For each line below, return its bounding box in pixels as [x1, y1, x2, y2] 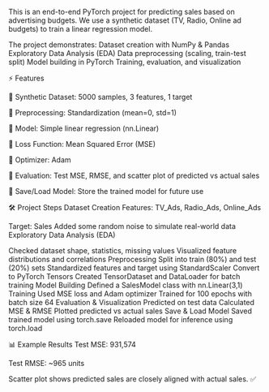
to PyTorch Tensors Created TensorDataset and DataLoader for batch [8, 272, 241, 281]
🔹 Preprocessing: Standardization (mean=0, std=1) [8, 108, 177, 117]
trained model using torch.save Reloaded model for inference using [8, 315, 233, 324]
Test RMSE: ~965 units [8, 359, 85, 368]
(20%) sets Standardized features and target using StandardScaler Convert [8, 263, 260, 273]
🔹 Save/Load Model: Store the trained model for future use [8, 187, 204, 196]
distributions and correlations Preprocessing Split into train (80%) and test [8, 255, 257, 264]
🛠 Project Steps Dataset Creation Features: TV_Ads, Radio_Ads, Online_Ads [8, 203, 262, 212]
